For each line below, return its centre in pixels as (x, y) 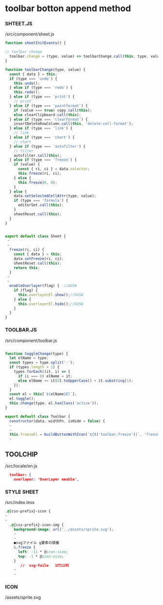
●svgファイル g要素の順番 (37, 543)
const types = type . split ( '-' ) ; (42, 363)
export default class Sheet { (36, 236)
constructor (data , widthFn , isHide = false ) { (57, 421)
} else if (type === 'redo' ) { (41, 88)
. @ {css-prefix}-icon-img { (37, 525)
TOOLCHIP (21, 454)
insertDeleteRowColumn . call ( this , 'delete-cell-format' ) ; (73, 124)
